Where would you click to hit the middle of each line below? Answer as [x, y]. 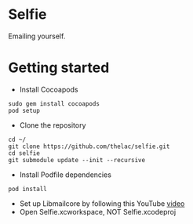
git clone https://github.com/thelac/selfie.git [89, 146]
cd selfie [24, 153]
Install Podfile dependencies [66, 175]
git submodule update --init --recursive [77, 160]
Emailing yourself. [37, 36]
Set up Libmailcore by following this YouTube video [102, 203]
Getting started [59, 68]
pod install [27, 189]
